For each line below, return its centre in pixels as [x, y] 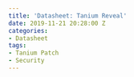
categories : [28, 30]
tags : [17, 46]
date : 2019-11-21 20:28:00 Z [57, 23]
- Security [26, 61]
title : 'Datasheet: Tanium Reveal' [68, 16]
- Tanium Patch [34, 53]
